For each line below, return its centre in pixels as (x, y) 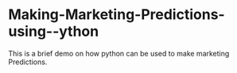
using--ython (54, 31)
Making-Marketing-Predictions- (117, 15)
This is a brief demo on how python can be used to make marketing (119, 53)
